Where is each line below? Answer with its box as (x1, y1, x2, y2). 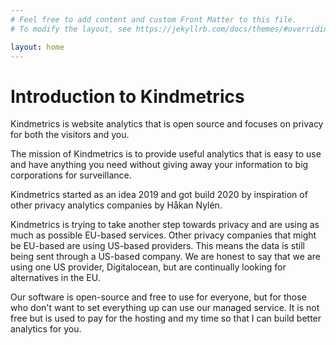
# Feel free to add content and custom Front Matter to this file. (10, 14, 298, 25)
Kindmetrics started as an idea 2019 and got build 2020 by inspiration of (10, 189, 308, 201)
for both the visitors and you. (10, 129, 130, 141)
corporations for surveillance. (10, 169, 132, 181)
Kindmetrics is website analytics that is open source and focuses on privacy (10, 118, 324, 130)
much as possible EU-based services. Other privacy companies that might (10, 229, 317, 241)
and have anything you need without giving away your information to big (10, 159, 309, 171)
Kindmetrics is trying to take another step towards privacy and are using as (10, 219, 320, 231)
